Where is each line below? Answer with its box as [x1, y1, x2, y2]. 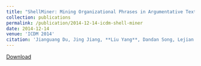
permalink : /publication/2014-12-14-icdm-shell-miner [6, 20, 144, 26]
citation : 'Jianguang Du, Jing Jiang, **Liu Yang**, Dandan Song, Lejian [6, 37, 194, 43]
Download [6, 53, 32, 60]
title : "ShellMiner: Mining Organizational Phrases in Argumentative [6, 8, 184, 15]
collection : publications [6, 14, 71, 20]
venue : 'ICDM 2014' [6, 31, 55, 37]
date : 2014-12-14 [6, 25, 50, 32]
